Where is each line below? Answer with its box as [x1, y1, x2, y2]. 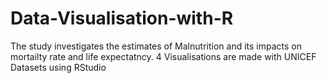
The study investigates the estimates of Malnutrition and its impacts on [10, 40, 302, 52]
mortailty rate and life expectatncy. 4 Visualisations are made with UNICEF [10, 50, 317, 62]
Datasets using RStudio [10, 61, 107, 73]
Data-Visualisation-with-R [10, 7, 234, 30]
